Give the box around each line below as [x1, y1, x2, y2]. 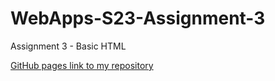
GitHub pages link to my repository [10, 59, 154, 71]
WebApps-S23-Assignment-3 [10, 7, 266, 30]
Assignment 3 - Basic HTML [10, 40, 127, 52]
